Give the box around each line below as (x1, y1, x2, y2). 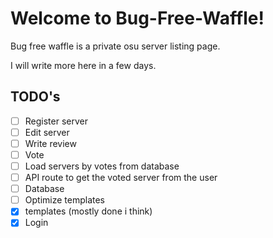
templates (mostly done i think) (24, 205, 153, 217)
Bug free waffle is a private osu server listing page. (10, 40, 221, 52)
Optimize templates (24, 194, 105, 206)
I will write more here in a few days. (10, 59, 157, 71)
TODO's (10, 88, 61, 106)
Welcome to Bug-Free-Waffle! (10, 7, 265, 30)
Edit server (24, 126, 70, 138)
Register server (24, 115, 88, 127)
